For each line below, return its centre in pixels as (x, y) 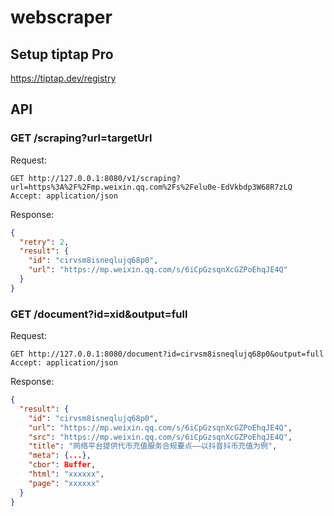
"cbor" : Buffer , (62, 465)
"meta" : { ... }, (60, 456)
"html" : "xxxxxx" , (66, 474)
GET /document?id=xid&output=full (99, 314)
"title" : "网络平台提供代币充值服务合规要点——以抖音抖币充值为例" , (153, 446)
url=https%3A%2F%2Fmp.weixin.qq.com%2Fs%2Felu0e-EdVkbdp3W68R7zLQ (151, 187)
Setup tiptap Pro (62, 54)
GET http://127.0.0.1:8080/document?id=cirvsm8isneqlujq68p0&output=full (167, 354)
